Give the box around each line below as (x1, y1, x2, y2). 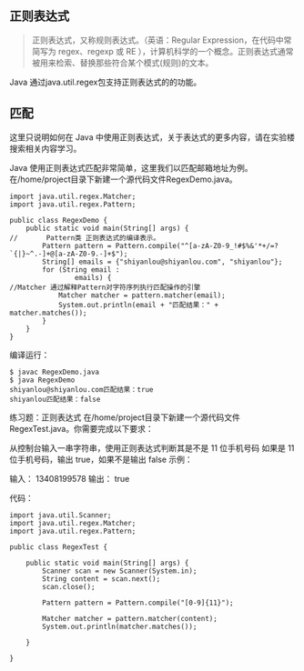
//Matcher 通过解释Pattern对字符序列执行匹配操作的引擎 (9, 283, 201, 292)
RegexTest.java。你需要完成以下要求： (9, 423, 154, 434)
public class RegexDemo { (9, 215, 107, 225)
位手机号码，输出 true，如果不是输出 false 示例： (9, 454, 193, 465)
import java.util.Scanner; (9, 510, 112, 520)
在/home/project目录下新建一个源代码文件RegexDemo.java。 (9, 174, 238, 185)
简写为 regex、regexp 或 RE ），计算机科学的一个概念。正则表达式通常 (31, 45, 294, 56)
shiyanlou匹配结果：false (9, 395, 101, 404)
